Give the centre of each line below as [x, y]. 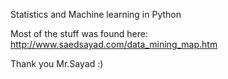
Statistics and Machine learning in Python [96, 14]
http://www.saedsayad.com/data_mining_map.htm [114, 44]
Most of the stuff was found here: [79, 33]
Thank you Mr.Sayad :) [57, 63]
